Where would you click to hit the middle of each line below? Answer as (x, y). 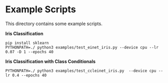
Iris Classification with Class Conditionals (51, 61)
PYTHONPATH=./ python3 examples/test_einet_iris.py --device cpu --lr (82, 47)
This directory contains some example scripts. (54, 24)
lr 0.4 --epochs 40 (26, 75)
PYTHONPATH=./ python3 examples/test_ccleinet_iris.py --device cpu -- (84, 71)
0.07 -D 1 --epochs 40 (29, 52)
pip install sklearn (27, 43)
